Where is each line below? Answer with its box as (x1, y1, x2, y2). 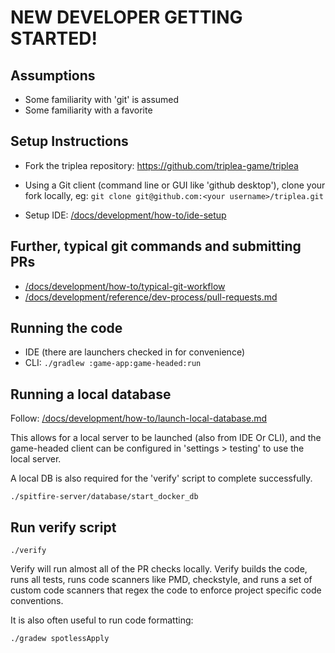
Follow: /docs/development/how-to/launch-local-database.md (10, 412, 268, 425)
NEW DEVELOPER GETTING (10, 6, 243, 29)
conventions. (10, 595, 64, 607)
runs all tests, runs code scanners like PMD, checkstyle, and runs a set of (10, 574, 313, 586)
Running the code (10, 320, 123, 337)
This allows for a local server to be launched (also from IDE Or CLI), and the (10, 432, 322, 444)
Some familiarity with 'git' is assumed (24, 94, 180, 105)
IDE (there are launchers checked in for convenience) (24, 346, 245, 358)
